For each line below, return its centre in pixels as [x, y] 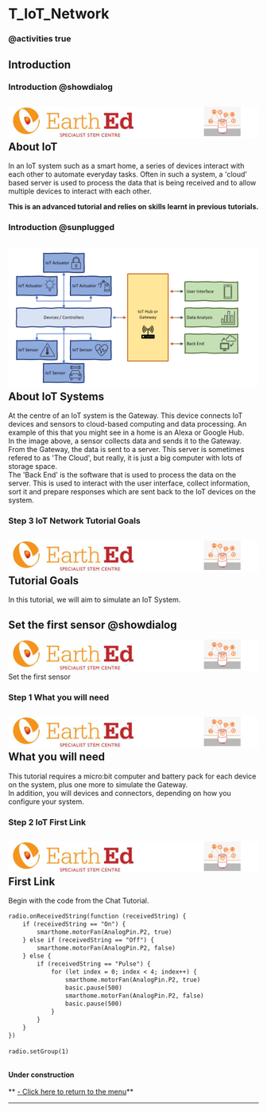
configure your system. [46, 802]
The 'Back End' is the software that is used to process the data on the [122, 475]
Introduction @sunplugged [62, 228]
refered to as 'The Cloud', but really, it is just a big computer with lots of [125, 458]
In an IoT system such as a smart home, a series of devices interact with [126, 166]
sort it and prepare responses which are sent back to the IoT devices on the [132, 492]
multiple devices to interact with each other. [80, 191]
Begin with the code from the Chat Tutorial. [79, 901]
